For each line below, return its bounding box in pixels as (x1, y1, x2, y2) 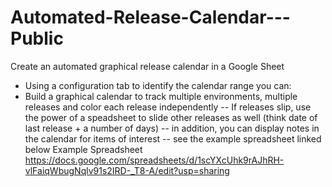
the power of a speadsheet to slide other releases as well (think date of (24, 111, 318, 123)
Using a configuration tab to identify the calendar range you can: (24, 79, 292, 91)
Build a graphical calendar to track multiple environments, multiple (24, 90, 298, 102)
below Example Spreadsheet (24, 143, 143, 155)
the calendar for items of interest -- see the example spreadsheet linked (24, 132, 322, 145)
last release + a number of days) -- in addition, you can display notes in (24, 122, 320, 134)
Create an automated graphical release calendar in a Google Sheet (10, 60, 285, 72)
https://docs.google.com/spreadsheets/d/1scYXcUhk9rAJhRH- (24, 154, 285, 166)
